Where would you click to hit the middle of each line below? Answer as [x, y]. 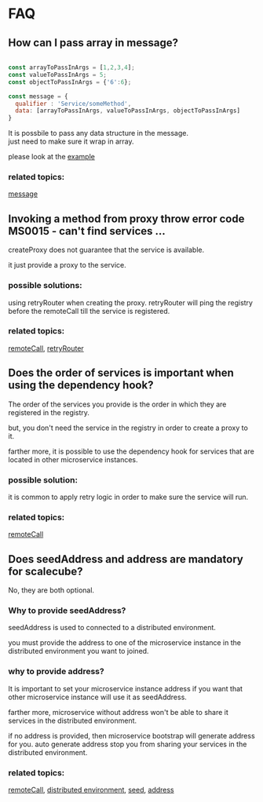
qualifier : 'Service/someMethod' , [73, 104]
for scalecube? [46, 571]
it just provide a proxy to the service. [68, 265]
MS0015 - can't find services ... [87, 231]
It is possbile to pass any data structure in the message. [98, 133]
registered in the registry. [49, 412]
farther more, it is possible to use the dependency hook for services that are [131, 451]
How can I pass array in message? [93, 43]
